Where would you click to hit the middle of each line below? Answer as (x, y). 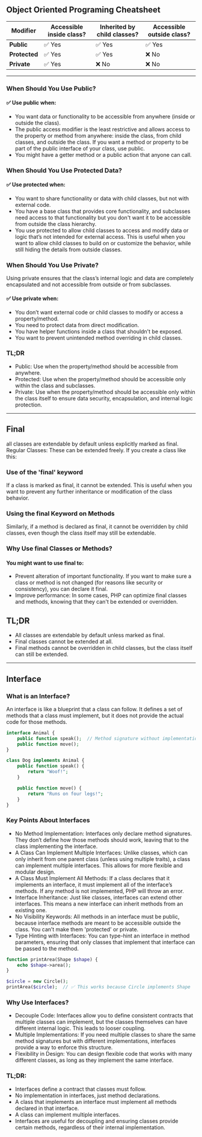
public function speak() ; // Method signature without (89, 738)
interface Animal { (31, 733)
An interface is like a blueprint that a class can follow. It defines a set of (94, 709)
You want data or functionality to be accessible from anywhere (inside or (105, 116)
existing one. (31, 910)
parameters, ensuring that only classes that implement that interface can (105, 942)
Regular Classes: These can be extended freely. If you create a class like (96, 450)
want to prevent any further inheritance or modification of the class (89, 491)
